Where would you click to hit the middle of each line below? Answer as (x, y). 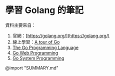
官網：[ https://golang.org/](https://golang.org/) (61, 35)
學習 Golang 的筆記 (44, 10)
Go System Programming (38, 58)
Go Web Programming (35, 52)
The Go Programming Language (45, 47)
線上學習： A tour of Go (36, 42)
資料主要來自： (20, 25)
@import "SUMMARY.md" (32, 67)
